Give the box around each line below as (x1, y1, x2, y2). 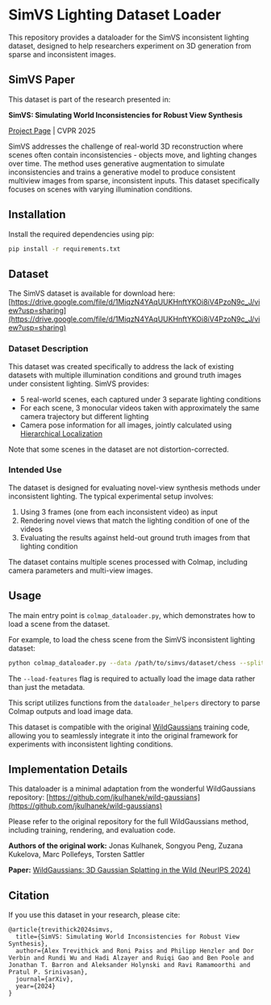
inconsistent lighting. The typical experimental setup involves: (8, 491, 214, 501)
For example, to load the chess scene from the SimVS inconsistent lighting (8, 634, 256, 644)
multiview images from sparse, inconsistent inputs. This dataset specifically (8, 175, 260, 185)
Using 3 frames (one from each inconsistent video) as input (19, 507, 218, 516)
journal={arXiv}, (15, 975, 74, 983)
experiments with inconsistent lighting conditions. (8, 739, 173, 749)
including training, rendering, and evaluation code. (8, 826, 176, 835)
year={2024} (15, 982, 56, 990)
